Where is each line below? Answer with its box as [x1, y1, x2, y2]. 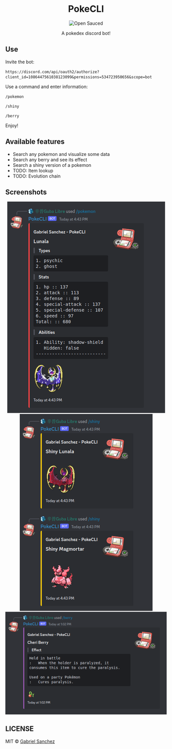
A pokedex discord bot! [61, 30, 111, 36]
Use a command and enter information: [5, 83, 88, 90]
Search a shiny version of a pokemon [12, 162, 92, 168]
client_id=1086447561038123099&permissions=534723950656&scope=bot [5, 74, 153, 80]
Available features [5, 137, 65, 146]
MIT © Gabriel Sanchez [5, 738, 55, 744]
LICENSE [5, 724, 34, 734]
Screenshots [5, 187, 47, 196]
